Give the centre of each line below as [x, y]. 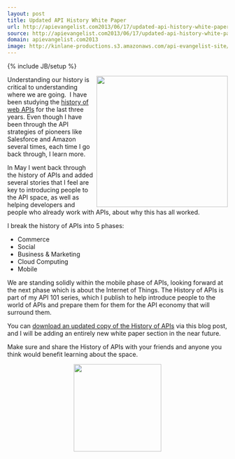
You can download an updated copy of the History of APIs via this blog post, [117, 326]
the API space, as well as [43, 197]
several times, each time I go [49, 147]
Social [26, 247]
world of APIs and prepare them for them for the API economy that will [108, 305]
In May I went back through [47, 168]
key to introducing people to [48, 190]
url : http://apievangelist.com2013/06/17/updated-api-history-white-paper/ [120, 27]
